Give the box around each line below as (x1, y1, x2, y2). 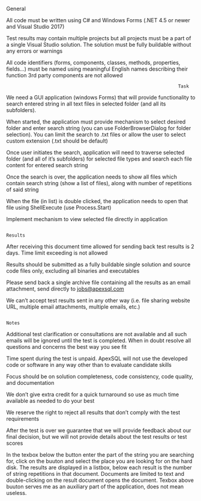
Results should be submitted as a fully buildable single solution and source (6, 261, 191, 268)
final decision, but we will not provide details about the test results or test (6, 433, 187, 440)
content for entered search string (6, 162, 88, 168)
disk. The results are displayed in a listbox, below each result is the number (6, 464, 192, 471)
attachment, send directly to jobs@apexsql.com (6, 285, 124, 292)
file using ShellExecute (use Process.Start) (6, 204, 112, 211)
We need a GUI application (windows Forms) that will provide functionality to (6, 94, 196, 101)
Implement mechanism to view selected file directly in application (6, 216, 168, 222)
